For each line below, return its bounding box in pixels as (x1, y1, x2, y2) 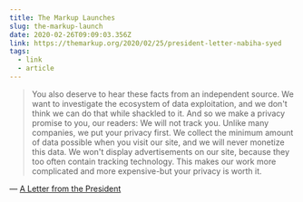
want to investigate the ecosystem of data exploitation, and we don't (31, 98, 288, 109)
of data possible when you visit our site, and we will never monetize (31, 137, 285, 148)
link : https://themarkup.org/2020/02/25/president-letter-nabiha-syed (9, 38, 282, 48)
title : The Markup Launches (9, 13, 116, 23)
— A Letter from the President (9, 183, 122, 194)
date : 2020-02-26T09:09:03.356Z (9, 30, 132, 39)
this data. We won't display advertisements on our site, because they (31, 146, 290, 157)
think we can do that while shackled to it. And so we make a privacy (31, 108, 286, 119)
